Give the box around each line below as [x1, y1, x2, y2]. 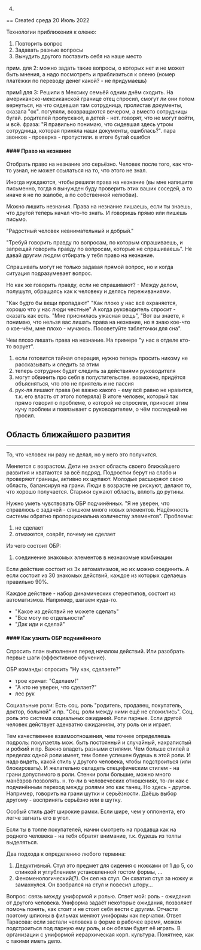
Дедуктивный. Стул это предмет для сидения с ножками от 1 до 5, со [14, 862, 193, 870]
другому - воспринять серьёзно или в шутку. [6, 796, 123, 803]
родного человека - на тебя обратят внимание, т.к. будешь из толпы [6, 832, 182, 840]
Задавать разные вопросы [14, 46, 83, 53]
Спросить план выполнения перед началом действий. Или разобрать [6, 648, 185, 655]
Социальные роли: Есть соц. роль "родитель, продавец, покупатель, [6, 702, 182, 709]
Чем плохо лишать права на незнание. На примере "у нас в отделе [6, 336, 179, 344]
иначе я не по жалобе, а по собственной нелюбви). [6, 192, 139, 199]
